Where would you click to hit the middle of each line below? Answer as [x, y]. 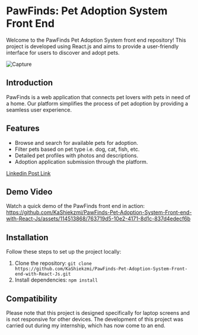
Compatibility [32, 298]
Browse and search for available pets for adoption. [76, 143]
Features [23, 129]
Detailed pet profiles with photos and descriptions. [76, 155]
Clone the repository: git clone [53, 263]
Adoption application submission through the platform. [81, 162]
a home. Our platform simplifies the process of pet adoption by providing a [97, 103]
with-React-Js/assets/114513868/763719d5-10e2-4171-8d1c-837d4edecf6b [98, 219]
